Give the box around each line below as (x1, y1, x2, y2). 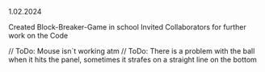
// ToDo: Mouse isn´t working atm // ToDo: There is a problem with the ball (8, 46, 255, 55)
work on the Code (8, 31, 69, 40)
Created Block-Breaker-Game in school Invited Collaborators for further (8, 22, 246, 31)
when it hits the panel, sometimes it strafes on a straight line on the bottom (8, 55, 257, 64)
